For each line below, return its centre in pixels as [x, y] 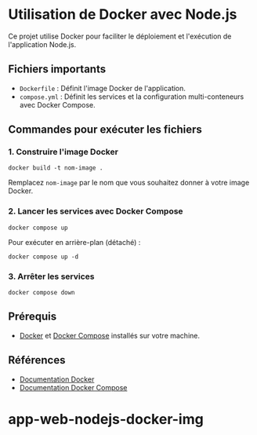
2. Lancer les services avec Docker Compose [96, 211]
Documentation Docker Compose [73, 387]
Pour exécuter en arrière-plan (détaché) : [74, 242]
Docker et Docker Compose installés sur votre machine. [109, 335]
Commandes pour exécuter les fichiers [105, 130]
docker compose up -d [43, 257]
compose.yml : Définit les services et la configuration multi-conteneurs [132, 97]
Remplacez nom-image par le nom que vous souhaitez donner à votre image [129, 183]
